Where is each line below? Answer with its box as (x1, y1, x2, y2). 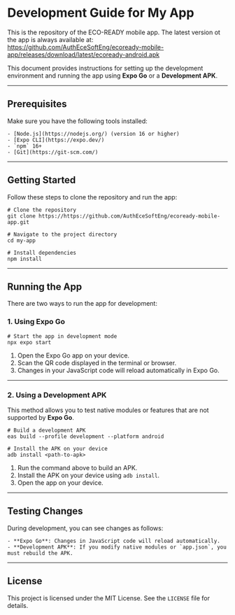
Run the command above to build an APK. (17, 463, 138, 472)
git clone (7, 212, 36, 220)
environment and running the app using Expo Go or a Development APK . (7, 71, 218, 80)
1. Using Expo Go (7, 317, 65, 327)
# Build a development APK (7, 427, 86, 434)
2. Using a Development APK (7, 390, 107, 400)
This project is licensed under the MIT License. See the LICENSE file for (7, 593, 210, 602)
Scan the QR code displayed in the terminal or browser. (17, 358, 177, 367)
